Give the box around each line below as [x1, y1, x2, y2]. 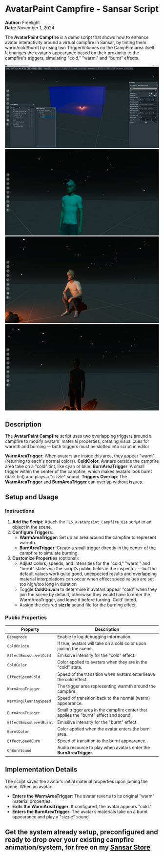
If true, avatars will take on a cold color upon [57, 640, 146, 646]
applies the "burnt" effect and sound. [57, 712, 132, 718]
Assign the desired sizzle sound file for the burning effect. [19, 602, 137, 608]
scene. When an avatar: [5, 783, 53, 790]
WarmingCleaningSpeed [7, 699, 51, 704]
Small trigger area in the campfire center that [57, 707, 147, 713]
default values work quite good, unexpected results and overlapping [19, 571, 157, 577]
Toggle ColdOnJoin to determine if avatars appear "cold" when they [19, 586, 157, 592]
